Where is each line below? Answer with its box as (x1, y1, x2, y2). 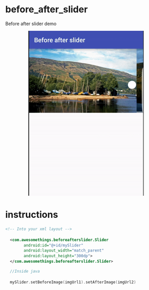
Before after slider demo (5, 20, 57, 27)
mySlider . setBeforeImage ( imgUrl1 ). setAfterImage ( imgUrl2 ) (10, 279, 137, 285)
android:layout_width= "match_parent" (24, 248, 104, 253)
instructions (5, 209, 58, 221)
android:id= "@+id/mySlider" (24, 242, 83, 248)
